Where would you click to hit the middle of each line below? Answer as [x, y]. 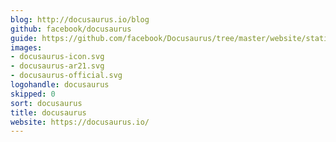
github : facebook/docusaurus [71, 29]
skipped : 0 [33, 94]
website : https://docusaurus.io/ [80, 122]
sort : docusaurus [46, 103]
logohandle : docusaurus [60, 85]
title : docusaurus [48, 112]
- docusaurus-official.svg [66, 76]
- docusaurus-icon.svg [57, 57]
